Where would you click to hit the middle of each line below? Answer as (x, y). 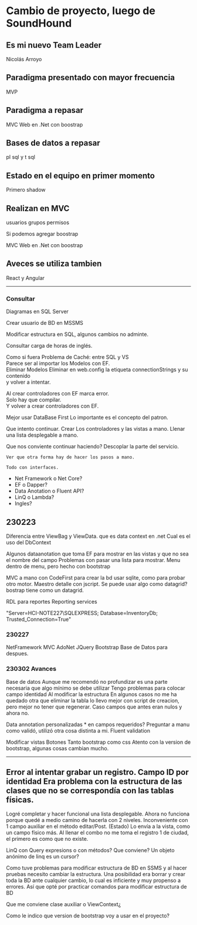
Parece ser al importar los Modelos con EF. (58, 364)
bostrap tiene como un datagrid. (45, 590)
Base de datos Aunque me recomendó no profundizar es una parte (87, 681)
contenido (18, 376)
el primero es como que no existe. (47, 839)
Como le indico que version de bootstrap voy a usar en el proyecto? (88, 916)
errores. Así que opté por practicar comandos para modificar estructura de (96, 887)
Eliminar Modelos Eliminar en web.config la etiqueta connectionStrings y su (97, 370)
